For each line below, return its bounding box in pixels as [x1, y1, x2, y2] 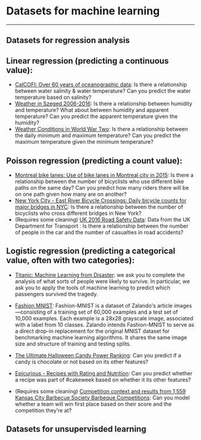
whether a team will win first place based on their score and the [14, 400, 172, 408]
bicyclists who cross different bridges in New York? [14, 210, 142, 217]
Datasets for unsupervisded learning [6, 424, 147, 435]
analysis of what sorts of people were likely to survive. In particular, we [14, 277, 190, 285]
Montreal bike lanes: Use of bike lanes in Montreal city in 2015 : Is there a [14, 171, 194, 178]
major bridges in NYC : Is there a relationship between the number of [14, 203, 184, 210]
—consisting [14, 308, 46, 315]
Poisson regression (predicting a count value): [6, 156, 182, 166]
